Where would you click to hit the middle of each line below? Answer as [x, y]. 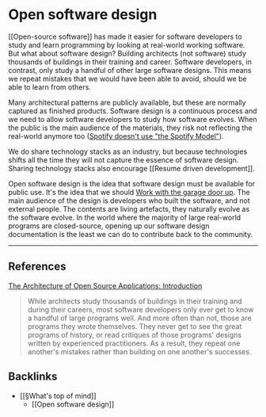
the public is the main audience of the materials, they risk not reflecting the [131, 128]
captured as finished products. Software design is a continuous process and [133, 111]
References [37, 267]
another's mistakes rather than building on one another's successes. [139, 351]
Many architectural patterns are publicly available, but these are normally [127, 102]
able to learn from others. [49, 87]
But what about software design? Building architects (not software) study [127, 53]
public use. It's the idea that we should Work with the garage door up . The [129, 192]
